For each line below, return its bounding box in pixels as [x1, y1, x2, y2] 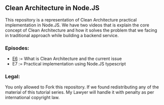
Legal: [5, 73, 20, 80]
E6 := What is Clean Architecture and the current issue [12, 56, 122, 62]
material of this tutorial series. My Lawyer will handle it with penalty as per [5, 89, 154, 95]
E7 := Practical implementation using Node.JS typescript [12, 61, 126, 67]
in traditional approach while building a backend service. [5, 32, 119, 38]
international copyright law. [5, 95, 60, 101]
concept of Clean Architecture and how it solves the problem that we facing [5, 27, 157, 33]
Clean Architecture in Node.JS [5, 4, 100, 12]
